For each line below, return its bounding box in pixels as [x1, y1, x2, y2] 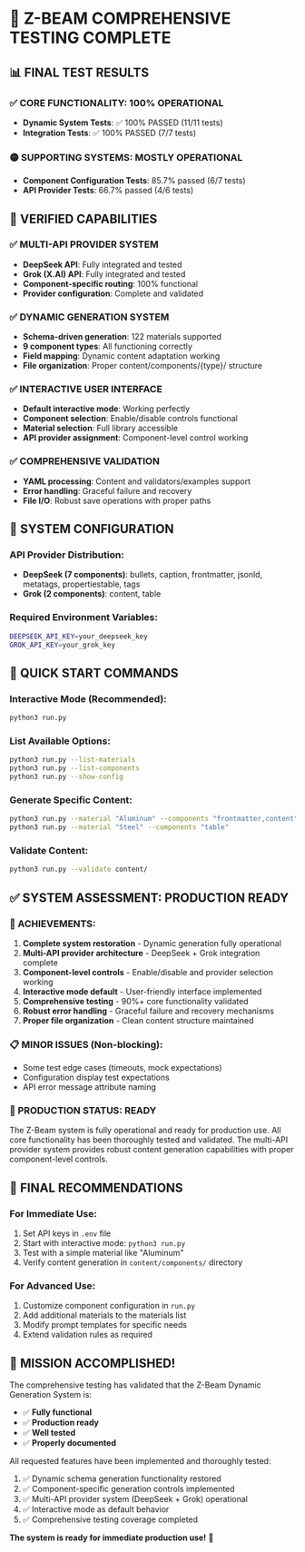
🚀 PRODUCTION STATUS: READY [9, 1104, 157, 1117]
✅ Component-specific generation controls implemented [22, 1484, 235, 1495]
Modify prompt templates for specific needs [22, 1320, 188, 1330]
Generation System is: [9, 1389, 93, 1400]
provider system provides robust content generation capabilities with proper [9, 1144, 294, 1155]
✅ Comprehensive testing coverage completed [22, 1514, 198, 1525]
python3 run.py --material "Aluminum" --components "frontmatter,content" [9, 815, 299, 824]
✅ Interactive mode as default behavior [22, 1504, 170, 1515]
